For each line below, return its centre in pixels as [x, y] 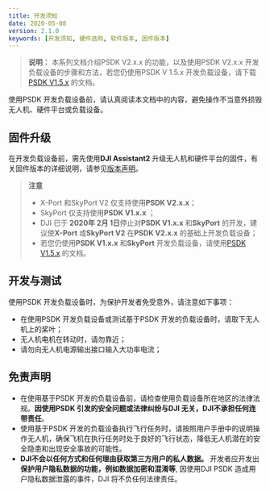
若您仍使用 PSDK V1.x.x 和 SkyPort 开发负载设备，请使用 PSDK [143, 243]
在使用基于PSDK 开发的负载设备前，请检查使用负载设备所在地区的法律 [137, 398]
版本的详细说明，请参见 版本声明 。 [86, 169]
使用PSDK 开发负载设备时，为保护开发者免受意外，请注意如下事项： [121, 302]
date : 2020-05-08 [37, 23]
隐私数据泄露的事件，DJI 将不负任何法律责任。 [104, 479]
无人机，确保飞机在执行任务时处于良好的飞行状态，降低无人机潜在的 [140, 438]
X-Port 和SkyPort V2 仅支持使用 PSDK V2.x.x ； [118, 203]
